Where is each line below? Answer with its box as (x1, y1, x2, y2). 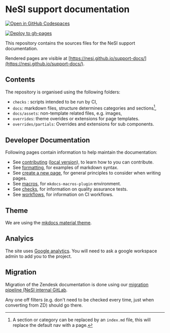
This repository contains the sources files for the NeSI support (5, 40, 136, 46)
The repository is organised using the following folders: (5, 89, 120, 95)
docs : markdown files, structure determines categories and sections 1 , (12, 104, 157, 111)
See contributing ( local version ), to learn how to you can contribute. (12, 159, 154, 165)
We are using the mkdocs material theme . (5, 220, 92, 226)
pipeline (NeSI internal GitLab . (5, 287, 68, 293)
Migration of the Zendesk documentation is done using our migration (5, 281, 149, 287)
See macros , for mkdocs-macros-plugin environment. (12, 181, 121, 187)
